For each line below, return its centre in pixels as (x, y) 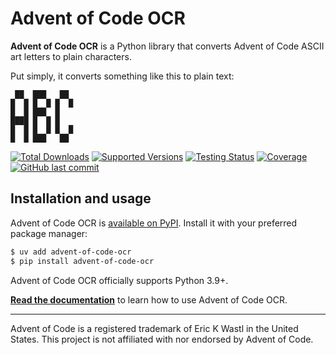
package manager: (49, 233)
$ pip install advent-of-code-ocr (82, 261)
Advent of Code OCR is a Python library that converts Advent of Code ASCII (167, 46)
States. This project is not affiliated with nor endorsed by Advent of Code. (162, 339)
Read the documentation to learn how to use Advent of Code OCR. (149, 299)
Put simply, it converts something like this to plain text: (122, 76)
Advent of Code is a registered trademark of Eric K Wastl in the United (154, 328)
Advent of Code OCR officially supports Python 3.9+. (119, 280)
